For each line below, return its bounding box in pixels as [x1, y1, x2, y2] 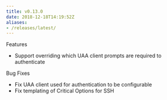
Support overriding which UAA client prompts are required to [14, 52, 162, 59]
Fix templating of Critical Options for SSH [14, 87, 114, 94]
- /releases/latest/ [6, 25, 57, 31]
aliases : [6, 19, 28, 25]
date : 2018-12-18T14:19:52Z [6, 14, 75, 20]
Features [6, 41, 28, 48]
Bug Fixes [6, 70, 30, 77]
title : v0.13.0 [6, 8, 43, 15]
